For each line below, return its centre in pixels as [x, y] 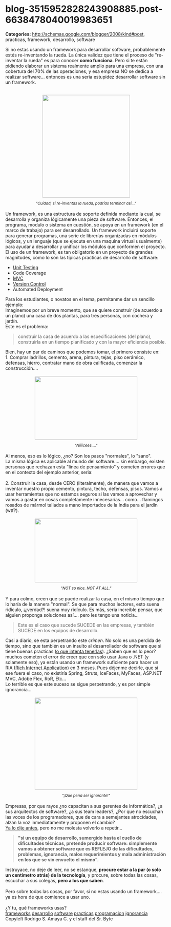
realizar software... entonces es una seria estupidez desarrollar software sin [85, 77]
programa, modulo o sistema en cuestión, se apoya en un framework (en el [84, 224]
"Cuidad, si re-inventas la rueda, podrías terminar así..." [86, 203]
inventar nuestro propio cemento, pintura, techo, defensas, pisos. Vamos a [84, 488]
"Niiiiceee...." [86, 445]
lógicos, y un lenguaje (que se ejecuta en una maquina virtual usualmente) [84, 241]
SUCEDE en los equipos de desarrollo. [58, 630]
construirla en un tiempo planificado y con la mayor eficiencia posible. [92, 342]
